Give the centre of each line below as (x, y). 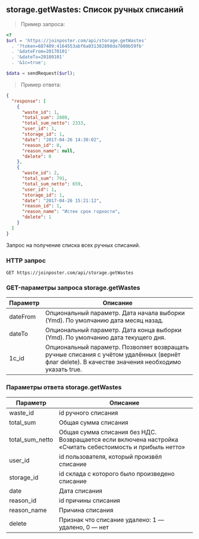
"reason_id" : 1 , (42, 206)
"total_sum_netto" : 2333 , (54, 123)
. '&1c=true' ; (29, 63)
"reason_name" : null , (49, 151)
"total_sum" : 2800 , (46, 118)
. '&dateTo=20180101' (38, 57)
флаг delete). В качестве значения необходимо (113, 362)
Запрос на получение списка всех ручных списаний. (73, 245)
